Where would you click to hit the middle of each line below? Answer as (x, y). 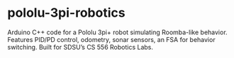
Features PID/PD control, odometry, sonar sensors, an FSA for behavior (111, 39)
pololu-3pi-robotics (66, 13)
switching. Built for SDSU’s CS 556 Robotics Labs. (80, 47)
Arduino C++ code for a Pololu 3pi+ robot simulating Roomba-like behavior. (118, 32)
